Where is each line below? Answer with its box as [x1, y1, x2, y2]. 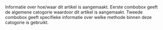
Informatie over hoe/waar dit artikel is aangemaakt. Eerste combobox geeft [5, 4, 158, 10]
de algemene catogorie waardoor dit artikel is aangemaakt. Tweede [5, 9, 143, 15]
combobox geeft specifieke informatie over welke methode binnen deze [5, 15, 152, 20]
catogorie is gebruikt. [5, 19, 49, 25]
